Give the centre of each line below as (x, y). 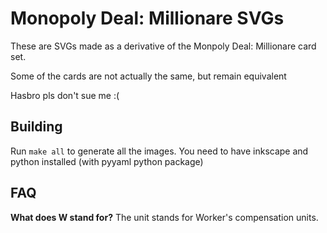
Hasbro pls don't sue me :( (65, 95)
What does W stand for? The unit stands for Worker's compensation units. (164, 217)
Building (36, 127)
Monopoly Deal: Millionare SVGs (147, 18)
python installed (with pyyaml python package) (107, 161)
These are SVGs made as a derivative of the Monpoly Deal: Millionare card (163, 46)
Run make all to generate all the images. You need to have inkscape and (159, 151)
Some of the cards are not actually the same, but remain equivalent (148, 76)
